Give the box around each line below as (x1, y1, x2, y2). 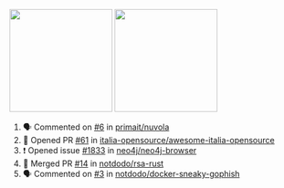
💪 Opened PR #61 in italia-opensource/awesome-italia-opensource (22, 135, 276, 145)
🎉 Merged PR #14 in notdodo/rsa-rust (22, 158, 164, 169)
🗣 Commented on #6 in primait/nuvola (22, 121, 170, 132)
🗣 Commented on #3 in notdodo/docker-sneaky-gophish (22, 169, 240, 179)
